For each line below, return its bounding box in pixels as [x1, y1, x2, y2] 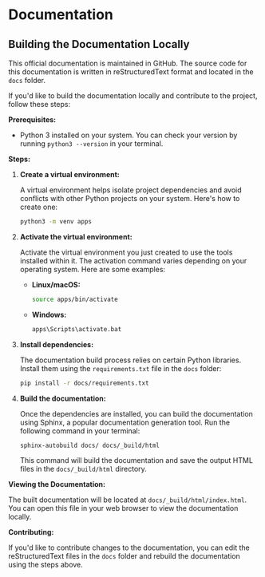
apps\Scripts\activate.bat [31, 325, 122, 333]
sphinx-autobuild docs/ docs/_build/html [19, 441, 160, 449]
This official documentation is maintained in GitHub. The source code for [8, 58, 247, 68]
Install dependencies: [19, 339, 94, 349]
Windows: [31, 310, 67, 319]
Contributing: [8, 528, 54, 537]
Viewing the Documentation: [8, 480, 106, 489]
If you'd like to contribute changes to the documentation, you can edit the [8, 543, 250, 552]
